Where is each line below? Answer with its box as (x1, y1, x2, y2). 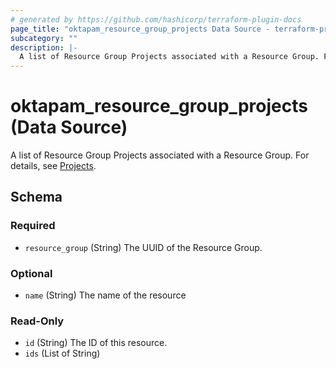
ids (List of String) (24, 347, 101, 360)
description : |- (10, 42, 78, 53)
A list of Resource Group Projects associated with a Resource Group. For (10, 149, 310, 161)
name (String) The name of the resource (24, 289, 187, 301)
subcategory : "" (10, 33, 78, 43)
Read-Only (10, 314, 65, 328)
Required (10, 219, 56, 233)
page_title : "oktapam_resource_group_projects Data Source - (10, 24, 271, 34)
